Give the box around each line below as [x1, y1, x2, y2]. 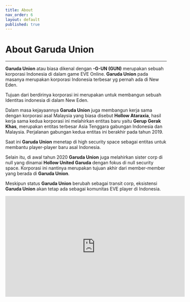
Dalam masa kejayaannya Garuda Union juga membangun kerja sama [5, 107, 153, 113]
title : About [5, 7, 33, 13]
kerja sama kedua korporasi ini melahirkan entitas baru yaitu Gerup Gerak [5, 118, 161, 124]
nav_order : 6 [5, 12, 33, 17]
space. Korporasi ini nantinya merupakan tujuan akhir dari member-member [5, 165, 165, 171]
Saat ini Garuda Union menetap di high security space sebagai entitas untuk [5, 139, 166, 145]
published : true [5, 21, 40, 27]
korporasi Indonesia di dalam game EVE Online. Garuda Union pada [5, 71, 149, 77]
